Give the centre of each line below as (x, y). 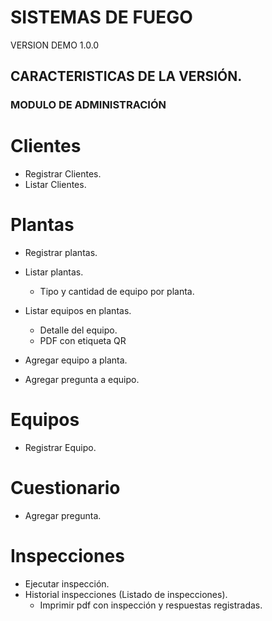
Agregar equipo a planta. (76, 360)
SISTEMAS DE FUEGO (101, 17)
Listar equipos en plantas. (78, 311)
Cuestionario (65, 488)
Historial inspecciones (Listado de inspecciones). (126, 594)
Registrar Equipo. (60, 448)
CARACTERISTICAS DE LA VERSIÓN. (126, 76)
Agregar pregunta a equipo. (82, 380)
